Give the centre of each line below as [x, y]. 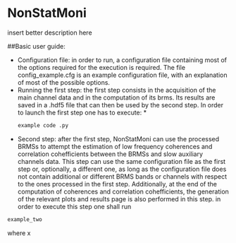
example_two [25, 219]
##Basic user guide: [36, 46]
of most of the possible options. [64, 82]
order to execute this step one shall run [74, 206]
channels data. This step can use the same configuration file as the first [122, 161]
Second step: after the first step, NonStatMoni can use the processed [118, 138]
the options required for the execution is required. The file [101, 67]
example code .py [43, 125]
